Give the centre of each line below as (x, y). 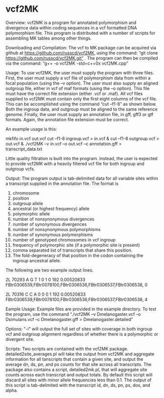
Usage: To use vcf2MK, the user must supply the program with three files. (80, 72)
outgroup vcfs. (20, 169)
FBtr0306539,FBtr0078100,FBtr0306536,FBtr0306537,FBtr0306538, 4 (77, 299)
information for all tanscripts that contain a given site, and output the (74, 359)
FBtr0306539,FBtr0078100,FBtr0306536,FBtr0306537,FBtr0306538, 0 (77, 284)
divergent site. (20, 339)
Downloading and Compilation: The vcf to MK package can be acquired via (81, 47)
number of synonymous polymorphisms (53, 234)
